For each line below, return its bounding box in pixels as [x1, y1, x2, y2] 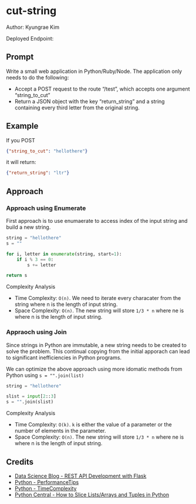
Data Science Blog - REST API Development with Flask [14, 472, 147, 479]
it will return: [6, 159, 36, 166]
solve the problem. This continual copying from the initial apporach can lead [6, 348, 190, 355]
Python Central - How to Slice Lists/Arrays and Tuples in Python [14, 491, 169, 498]
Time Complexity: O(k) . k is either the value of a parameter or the [14, 421, 172, 428]
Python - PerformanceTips [14, 478, 79, 486]
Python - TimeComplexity [14, 485, 77, 492]
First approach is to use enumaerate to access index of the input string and [6, 218, 188, 224]
